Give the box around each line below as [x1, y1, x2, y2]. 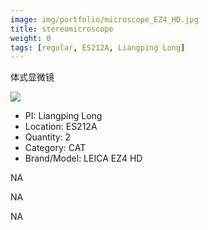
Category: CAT [24, 142, 87, 154]
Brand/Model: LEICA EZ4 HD [24, 152, 143, 165]
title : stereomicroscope [10, 24, 114, 34]
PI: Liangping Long [24, 110, 103, 122]
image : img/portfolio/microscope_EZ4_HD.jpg [10, 14, 199, 25]
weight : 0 [10, 33, 52, 43]
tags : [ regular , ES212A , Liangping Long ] [10, 42, 186, 53]
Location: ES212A [24, 121, 98, 133]
